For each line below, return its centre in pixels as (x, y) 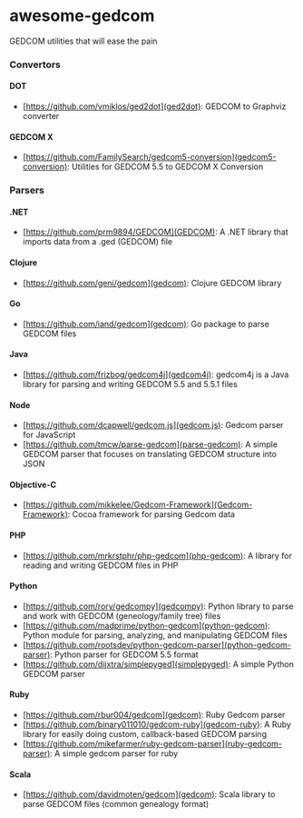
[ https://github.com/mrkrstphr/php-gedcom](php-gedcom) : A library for (157, 555)
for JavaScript (49, 435)
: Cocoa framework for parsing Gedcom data (151, 514)
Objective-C (33, 484)
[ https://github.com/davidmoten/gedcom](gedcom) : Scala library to (149, 794)
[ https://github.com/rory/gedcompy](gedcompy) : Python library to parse (158, 606)
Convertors (35, 65)
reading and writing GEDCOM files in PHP (100, 565)
